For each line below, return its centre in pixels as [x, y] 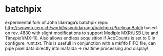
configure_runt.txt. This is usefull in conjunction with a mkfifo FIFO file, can [81, 43]
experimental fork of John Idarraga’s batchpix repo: [57, 22]
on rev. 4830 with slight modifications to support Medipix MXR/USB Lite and [82, 33]
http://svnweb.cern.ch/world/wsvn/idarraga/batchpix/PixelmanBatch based [81, 27]
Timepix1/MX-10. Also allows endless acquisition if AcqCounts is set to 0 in [80, 38]
